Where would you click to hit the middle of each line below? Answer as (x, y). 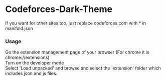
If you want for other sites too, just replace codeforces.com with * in (76, 23)
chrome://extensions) (27, 57)
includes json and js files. (31, 73)
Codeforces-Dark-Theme (59, 9)
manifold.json (19, 28)
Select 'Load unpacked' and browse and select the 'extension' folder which (83, 68)
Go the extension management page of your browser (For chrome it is (77, 52)
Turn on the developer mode (35, 63)
